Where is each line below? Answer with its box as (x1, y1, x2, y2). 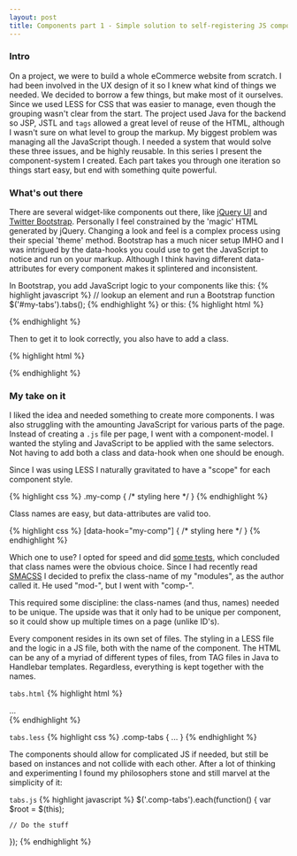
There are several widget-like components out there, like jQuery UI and (9, 207, 268, 218)
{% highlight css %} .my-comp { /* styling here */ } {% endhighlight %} (9, 491, 268, 502)
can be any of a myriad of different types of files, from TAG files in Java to (9, 652, 279, 663)
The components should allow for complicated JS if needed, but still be (9, 749, 269, 760)
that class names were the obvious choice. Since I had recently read (9, 561, 258, 572)
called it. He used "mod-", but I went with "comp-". (9, 581, 194, 591)
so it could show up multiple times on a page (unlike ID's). (9, 616, 220, 627)
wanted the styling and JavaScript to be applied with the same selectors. (9, 438, 274, 449)
